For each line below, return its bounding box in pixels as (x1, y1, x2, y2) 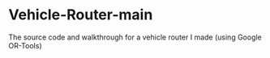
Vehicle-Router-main (8, 6, 153, 24)
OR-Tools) (8, 40, 42, 50)
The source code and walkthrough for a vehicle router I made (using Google (8, 32, 262, 42)
